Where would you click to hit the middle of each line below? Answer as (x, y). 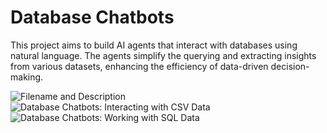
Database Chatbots (92, 17)
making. (27, 77)
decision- (290, 66)
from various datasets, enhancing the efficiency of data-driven (139, 66)
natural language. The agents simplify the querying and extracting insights (163, 55)
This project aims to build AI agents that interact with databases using (154, 45)
